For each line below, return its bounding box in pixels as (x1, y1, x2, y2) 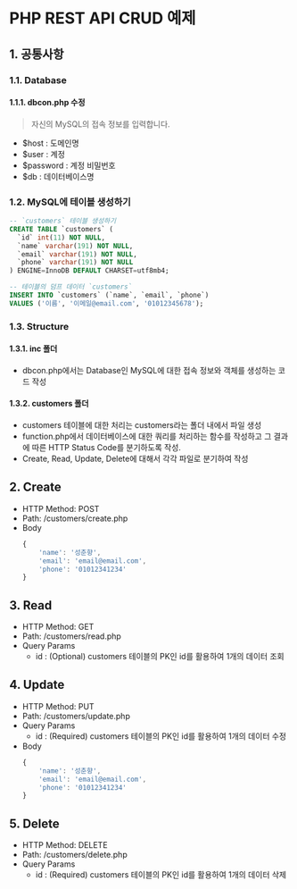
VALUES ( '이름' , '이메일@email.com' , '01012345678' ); (9, 298, 204, 308)
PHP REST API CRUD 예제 (9, 8, 196, 29)
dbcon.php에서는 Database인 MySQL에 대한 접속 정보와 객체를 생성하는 (21, 365, 276, 375)
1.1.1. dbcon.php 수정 (9, 97, 86, 108)
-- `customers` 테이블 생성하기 (9, 216, 117, 225)
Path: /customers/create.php (21, 513, 128, 524)
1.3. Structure (9, 320, 70, 332)
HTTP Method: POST (21, 503, 100, 514)
